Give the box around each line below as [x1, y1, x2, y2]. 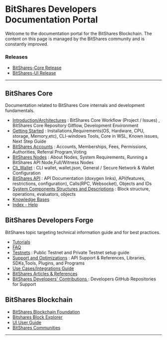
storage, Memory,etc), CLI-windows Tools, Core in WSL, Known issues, [12, 133, 159, 139]
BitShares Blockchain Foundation [12, 309, 81, 315]
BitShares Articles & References [12, 270, 78, 276]
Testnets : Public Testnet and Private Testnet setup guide [12, 250, 130, 255]
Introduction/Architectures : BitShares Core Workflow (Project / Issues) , [12, 117, 160, 123]
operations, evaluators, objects [12, 191, 76, 197]
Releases [5, 53, 28, 60]
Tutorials [12, 239, 31, 245]
